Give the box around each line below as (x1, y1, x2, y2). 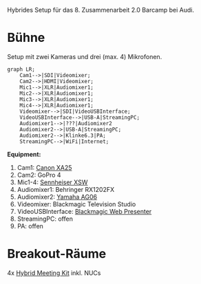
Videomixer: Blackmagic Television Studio (17, 199, 136, 208)
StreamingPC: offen (17, 215, 74, 223)
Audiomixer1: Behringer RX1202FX (17, 185, 115, 193)
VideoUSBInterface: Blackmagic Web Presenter (17, 207, 152, 215)
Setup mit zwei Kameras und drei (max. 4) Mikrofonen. (7, 52, 162, 61)
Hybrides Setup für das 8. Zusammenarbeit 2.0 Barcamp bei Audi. (7, 6, 195, 14)
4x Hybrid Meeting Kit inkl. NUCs (7, 268, 101, 277)
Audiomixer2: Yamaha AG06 (17, 193, 98, 201)
